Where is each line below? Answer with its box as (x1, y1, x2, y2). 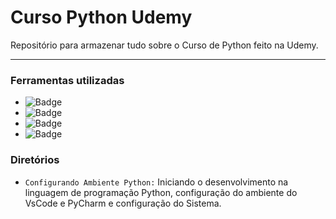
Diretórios (10, 153, 60, 167)
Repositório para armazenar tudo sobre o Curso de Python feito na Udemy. (10, 39, 319, 51)
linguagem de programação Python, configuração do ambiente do (24, 186, 298, 198)
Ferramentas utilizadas (10, 73, 125, 87)
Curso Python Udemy (10, 6, 193, 29)
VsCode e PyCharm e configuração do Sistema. (24, 197, 222, 209)
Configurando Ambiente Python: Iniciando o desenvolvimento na (24, 176, 289, 188)
